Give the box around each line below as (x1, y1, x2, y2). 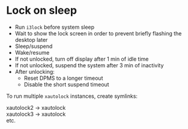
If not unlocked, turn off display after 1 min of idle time (14, 55, 149, 62)
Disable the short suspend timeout (23, 80, 109, 88)
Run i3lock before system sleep (14, 23, 95, 31)
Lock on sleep (6, 4, 77, 17)
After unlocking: (14, 68, 55, 75)
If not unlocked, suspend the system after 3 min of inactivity (14, 61, 164, 69)
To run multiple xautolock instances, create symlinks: (6, 92, 138, 100)
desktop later (14, 36, 48, 43)
